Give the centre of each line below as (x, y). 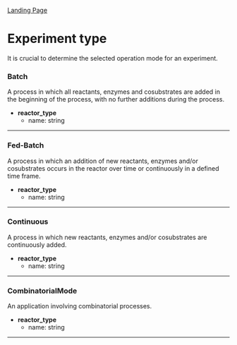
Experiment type (57, 39)
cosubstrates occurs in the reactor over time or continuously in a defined (113, 168)
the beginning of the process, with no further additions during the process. (116, 99)
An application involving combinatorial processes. (80, 306)
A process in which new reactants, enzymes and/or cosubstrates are (107, 237)
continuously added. (37, 244)
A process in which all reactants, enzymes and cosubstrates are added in (114, 92)
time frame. (24, 176)
